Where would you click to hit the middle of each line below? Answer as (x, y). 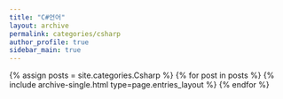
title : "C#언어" (37, 17)
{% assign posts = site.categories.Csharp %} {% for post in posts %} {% (142, 75)
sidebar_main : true (45, 50)
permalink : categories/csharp (65, 34)
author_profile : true (49, 42)
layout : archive (39, 26)
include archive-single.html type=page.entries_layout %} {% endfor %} (139, 85)
